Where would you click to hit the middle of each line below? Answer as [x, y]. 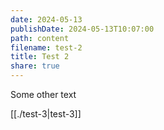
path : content [40, 38]
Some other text [43, 94]
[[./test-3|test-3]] [46, 114]
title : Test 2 [40, 57]
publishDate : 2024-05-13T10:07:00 [82, 29]
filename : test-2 [46, 47]
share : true [35, 66]
